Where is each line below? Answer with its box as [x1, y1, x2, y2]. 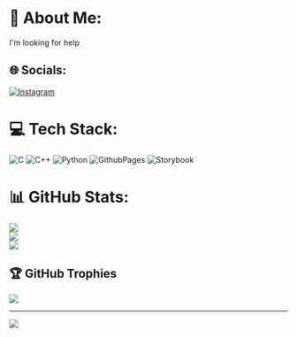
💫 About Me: [9, 8, 103, 28]
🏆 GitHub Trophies [9, 266, 118, 281]
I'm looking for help [9, 37, 80, 48]
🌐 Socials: [9, 63, 67, 78]
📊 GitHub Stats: [9, 187, 130, 207]
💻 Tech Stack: [9, 119, 118, 139]
